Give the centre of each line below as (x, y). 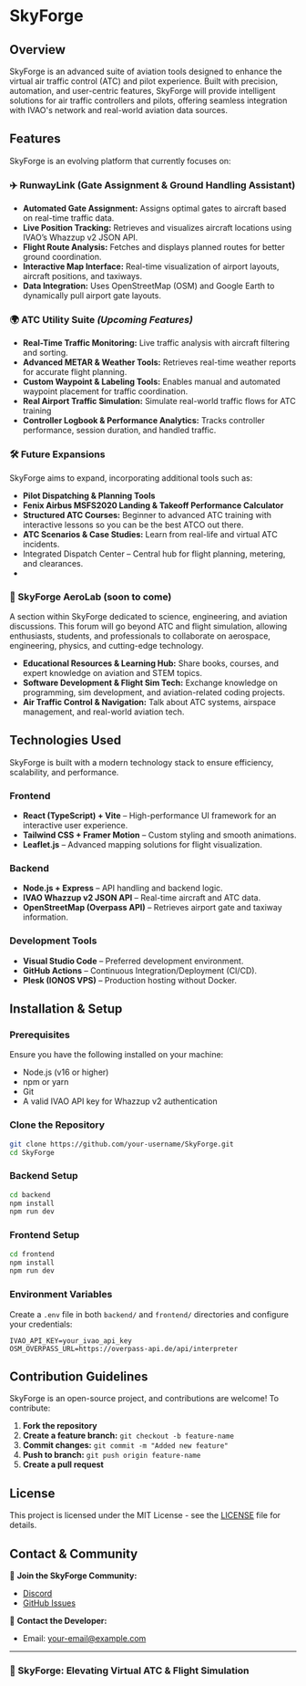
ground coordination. (62, 257)
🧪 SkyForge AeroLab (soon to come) (91, 597)
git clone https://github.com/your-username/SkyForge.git (122, 1144)
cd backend (30, 1195)
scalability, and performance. (64, 772)
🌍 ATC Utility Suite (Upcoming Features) (101, 320)
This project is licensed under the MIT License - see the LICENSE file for (145, 1515)
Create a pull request (63, 1464)
